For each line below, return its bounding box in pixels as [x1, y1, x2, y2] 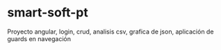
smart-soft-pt [7, 5, 89, 21]
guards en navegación [7, 34, 72, 42]
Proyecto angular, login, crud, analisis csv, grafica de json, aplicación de [7, 27, 214, 36]
